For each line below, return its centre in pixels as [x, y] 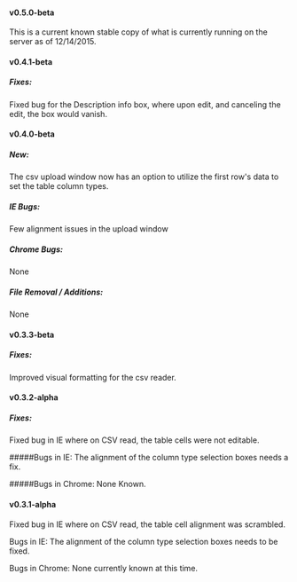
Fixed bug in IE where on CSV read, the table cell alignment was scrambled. [148, 524]
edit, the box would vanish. [59, 114]
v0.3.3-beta [32, 334]
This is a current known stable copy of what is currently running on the [138, 32]
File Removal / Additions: [56, 292]
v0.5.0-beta [32, 12]
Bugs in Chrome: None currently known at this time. [103, 568]
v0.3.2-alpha [34, 397]
